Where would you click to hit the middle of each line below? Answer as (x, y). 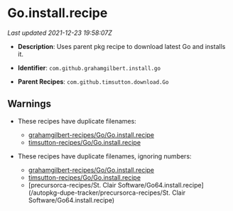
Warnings (29, 104)
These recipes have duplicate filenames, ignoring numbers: (104, 156)
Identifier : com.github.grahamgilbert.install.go (89, 67)
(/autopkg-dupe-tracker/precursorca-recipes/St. (99, 193)
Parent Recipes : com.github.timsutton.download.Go (93, 81)
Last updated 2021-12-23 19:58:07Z (60, 33)
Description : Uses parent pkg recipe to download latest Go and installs (121, 46)
